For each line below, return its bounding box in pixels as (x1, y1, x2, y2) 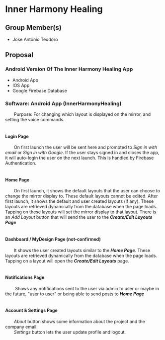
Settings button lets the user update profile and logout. (14, 329, 126, 335)
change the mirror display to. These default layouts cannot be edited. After (5, 193, 158, 199)
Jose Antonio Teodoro (12, 36, 58, 42)
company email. (5, 324, 38, 330)
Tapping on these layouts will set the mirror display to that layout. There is (5, 209, 157, 215)
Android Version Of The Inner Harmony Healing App (5, 66, 133, 73)
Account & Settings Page (5, 307, 58, 314)
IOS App (12, 82, 30, 88)
